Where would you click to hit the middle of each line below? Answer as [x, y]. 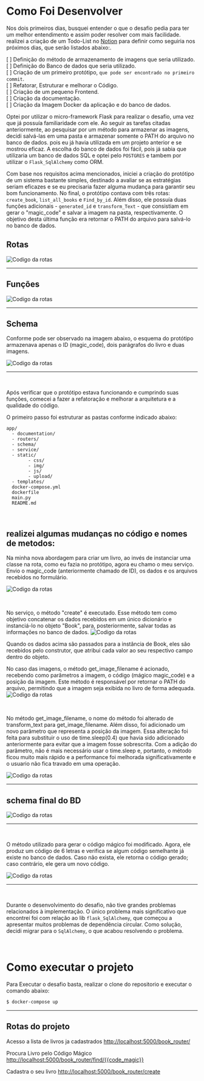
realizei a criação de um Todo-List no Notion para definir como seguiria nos [101, 41]
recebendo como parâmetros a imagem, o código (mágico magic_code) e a [100, 676]
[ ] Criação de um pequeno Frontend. [53, 91]
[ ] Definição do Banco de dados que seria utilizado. [71, 66]
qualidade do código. [33, 405]
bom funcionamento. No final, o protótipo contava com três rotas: [88, 193]
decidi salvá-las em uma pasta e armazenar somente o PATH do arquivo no [100, 136]
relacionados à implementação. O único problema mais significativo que [97, 912]
